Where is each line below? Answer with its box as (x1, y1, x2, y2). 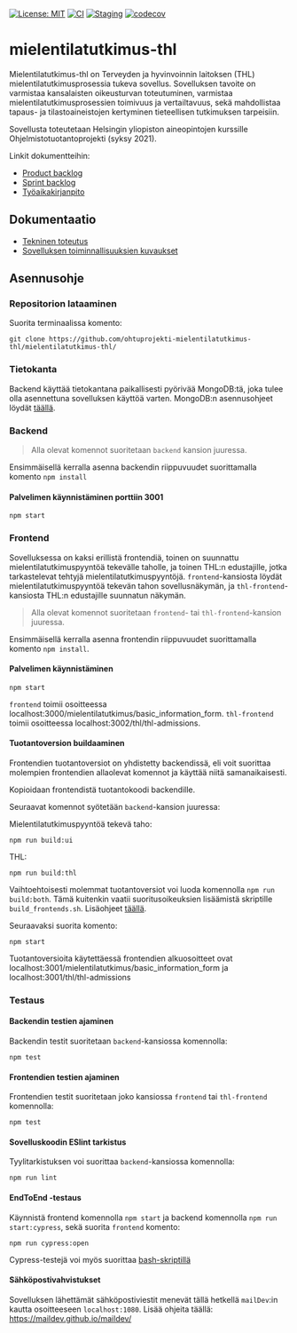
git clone (9, 335, 46, 344)
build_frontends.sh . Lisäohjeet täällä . (9, 902, 147, 914)
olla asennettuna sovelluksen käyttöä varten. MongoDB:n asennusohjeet (9, 393, 273, 403)
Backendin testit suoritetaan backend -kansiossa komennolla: (9, 1035, 228, 1047)
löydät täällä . (9, 402, 56, 413)
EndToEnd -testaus (9, 1193, 82, 1203)
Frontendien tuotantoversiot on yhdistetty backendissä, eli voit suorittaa (9, 758, 271, 768)
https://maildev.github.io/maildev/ (9, 1313, 132, 1323)
